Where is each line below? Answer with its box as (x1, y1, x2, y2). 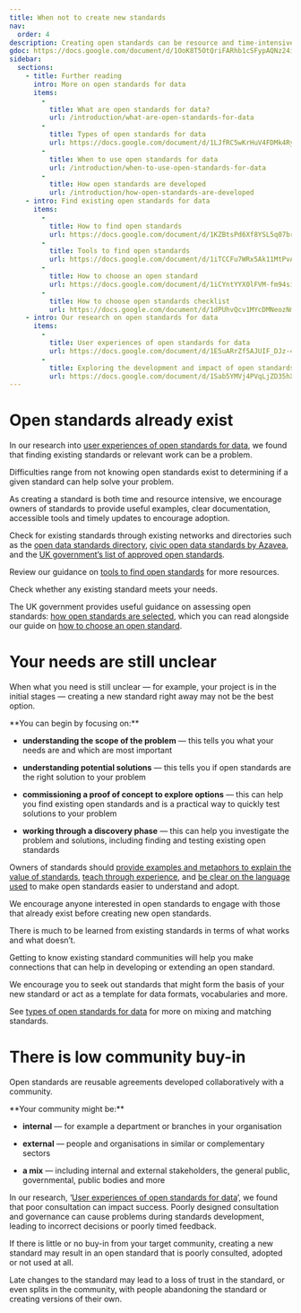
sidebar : (9, 55, 42, 64)
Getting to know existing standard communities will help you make (9, 952, 254, 963)
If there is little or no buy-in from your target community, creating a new (9, 1239, 274, 1249)
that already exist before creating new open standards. (9, 908, 212, 919)
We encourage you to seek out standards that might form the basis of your (9, 979, 285, 990)
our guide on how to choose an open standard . (9, 621, 183, 631)
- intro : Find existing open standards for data (25, 196, 211, 206)
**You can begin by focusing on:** (9, 718, 140, 729)
